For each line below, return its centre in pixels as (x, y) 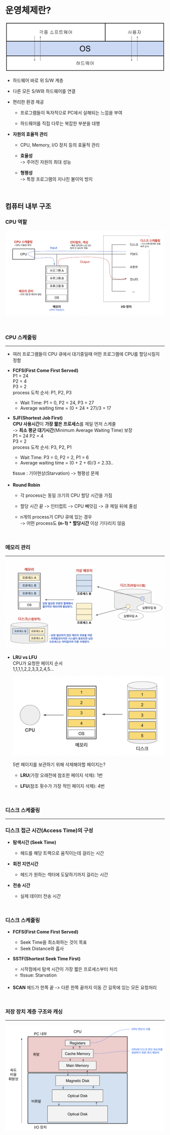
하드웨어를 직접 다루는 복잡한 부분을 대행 (60, 123)
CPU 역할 (16, 222)
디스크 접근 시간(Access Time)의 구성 (49, 830)
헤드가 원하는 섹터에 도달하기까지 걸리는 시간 (64, 875)
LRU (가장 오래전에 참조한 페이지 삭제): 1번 (61, 775)
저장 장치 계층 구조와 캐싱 (34, 1012)
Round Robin (26, 485)
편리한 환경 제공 (28, 102)
